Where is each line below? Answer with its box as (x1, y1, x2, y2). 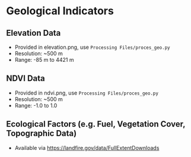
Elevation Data (6, 28, 61, 38)
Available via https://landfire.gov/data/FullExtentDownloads (14, 144, 160, 151)
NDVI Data (6, 73, 46, 84)
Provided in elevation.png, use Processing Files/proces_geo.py (14, 43, 170, 51)
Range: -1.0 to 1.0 (14, 102, 58, 109)
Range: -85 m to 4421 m (14, 56, 74, 63)
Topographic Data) (6, 128, 77, 139)
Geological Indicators (6, 4, 114, 18)
